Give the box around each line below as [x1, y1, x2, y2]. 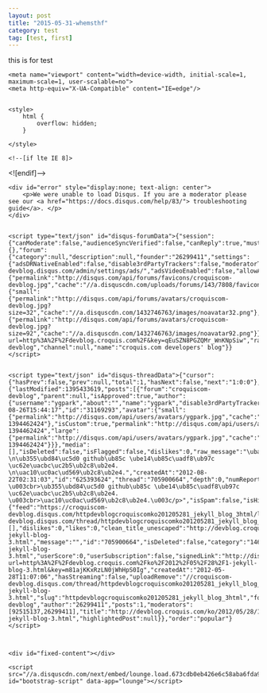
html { [22, 113, 44, 121]
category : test [8, 26, 59, 34]
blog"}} [207, 343, 233, 352]
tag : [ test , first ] [8, 33, 73, 42]
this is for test [8, 56, 53, 65]
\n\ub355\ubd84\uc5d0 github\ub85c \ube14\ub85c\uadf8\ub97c [8, 455, 215, 463]
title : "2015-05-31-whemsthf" [8, 19, 109, 27]
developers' [164, 343, 204, 352]
